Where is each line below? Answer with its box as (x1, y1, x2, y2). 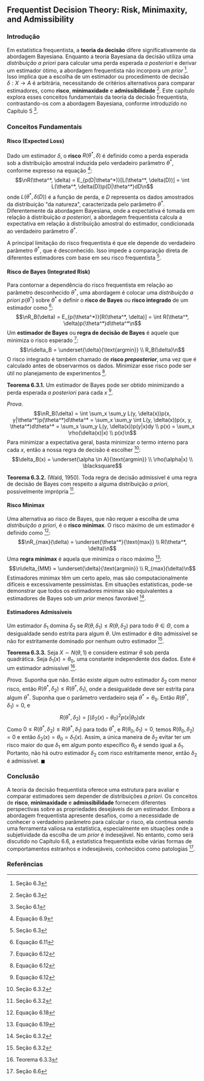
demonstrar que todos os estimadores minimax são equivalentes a (7, 587, 173, 594)
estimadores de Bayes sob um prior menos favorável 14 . (7, 594, 146, 602)
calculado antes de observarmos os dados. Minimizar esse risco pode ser (7, 362, 191, 369)
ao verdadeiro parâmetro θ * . (7, 227, 77, 235)
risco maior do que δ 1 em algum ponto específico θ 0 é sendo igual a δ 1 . (7, 741, 185, 750)
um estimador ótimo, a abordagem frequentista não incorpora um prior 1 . (7, 65, 188, 74)
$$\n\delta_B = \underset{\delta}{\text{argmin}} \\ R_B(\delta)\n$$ (19, 346, 185, 353)
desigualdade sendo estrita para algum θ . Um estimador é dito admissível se (7, 630, 198, 637)
